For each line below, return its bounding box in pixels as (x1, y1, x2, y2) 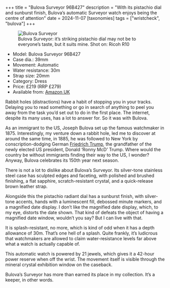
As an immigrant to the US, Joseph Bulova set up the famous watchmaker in (5, 125, 164, 131)
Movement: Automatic (12, 62, 59, 68)
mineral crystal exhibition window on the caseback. (5, 262, 113, 268)
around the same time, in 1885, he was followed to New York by (5, 136, 138, 141)
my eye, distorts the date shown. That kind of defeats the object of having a (5, 210, 164, 215)
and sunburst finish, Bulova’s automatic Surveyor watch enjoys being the (5, 10, 157, 16)
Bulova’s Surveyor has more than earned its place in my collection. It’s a (5, 272, 155, 277)
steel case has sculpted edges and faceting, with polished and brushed (5, 172, 155, 179)
